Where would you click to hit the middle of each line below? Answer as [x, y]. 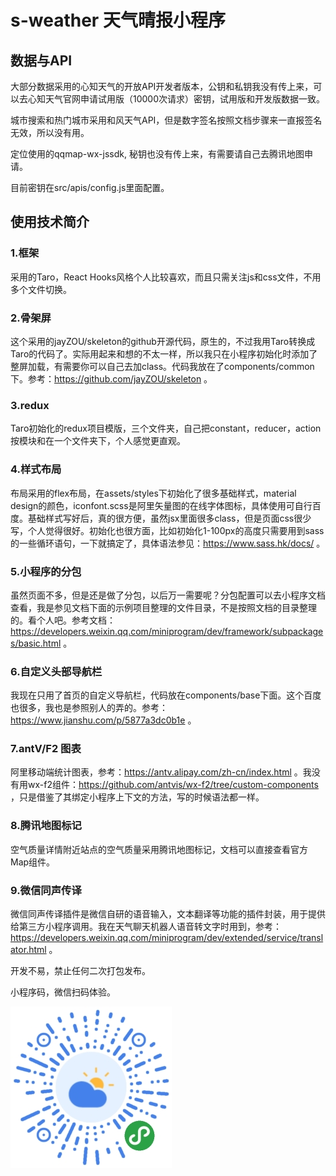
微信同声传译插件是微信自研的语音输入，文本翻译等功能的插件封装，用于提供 [168, 914]
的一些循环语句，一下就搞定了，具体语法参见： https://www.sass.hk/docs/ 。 [168, 543]
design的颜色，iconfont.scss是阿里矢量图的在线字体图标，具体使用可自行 [161, 505]
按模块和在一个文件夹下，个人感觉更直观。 [98, 441]
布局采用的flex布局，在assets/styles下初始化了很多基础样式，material [153, 493]
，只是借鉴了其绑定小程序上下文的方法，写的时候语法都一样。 [137, 797]
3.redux [30, 405]
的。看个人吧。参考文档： [63, 620]
